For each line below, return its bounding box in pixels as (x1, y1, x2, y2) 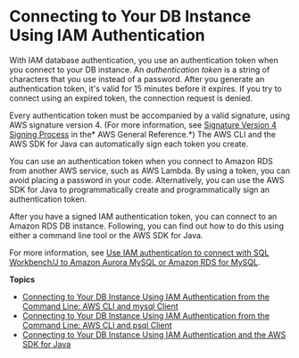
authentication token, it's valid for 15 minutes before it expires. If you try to (9, 83, 283, 94)
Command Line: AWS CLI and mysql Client (21, 301, 179, 312)
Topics (9, 274, 36, 285)
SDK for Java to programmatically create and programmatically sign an (9, 184, 270, 195)
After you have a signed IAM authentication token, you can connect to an (9, 211, 278, 221)
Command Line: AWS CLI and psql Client (21, 320, 172, 330)
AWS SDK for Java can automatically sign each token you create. (9, 138, 249, 149)
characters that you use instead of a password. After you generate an (9, 73, 265, 84)
